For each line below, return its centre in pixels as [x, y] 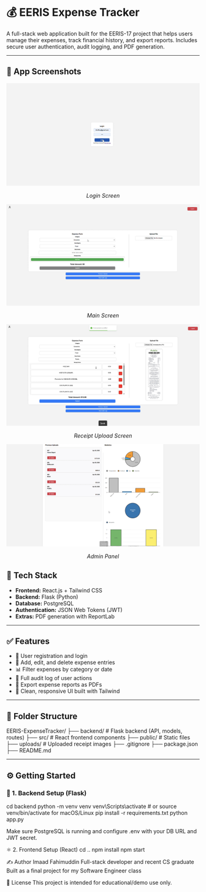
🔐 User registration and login [51, 656]
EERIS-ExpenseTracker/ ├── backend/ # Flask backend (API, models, [94, 731]
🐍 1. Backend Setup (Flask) [47, 793]
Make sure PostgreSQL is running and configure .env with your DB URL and [102, 831]
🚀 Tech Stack [32, 576]
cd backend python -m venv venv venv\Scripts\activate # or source [92, 806]
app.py [15, 819]
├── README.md [29, 750]
